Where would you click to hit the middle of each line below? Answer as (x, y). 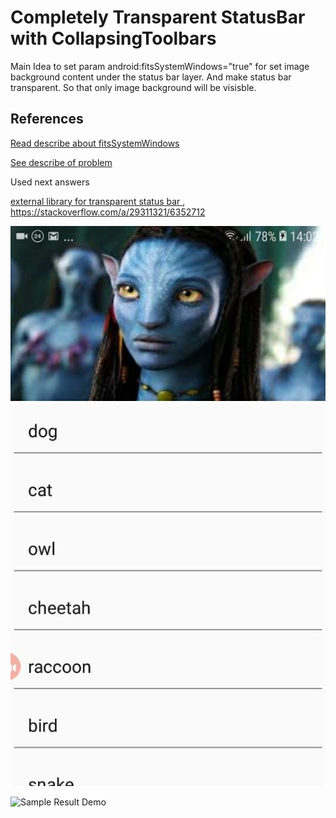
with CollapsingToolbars (113, 38)
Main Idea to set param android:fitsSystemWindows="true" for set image (160, 66)
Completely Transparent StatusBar (158, 17)
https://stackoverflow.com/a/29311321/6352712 (108, 212)
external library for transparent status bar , (98, 201)
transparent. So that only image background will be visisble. (133, 87)
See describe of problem (61, 162)
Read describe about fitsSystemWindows (95, 143)
